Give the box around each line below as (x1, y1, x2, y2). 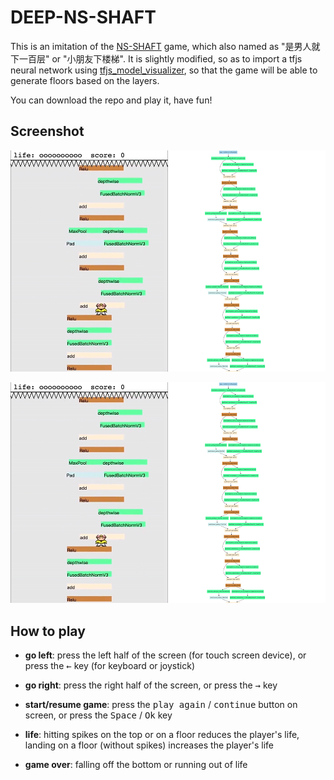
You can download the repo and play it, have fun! (10, 94, 213, 106)
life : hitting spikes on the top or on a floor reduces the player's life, (24, 729, 300, 741)
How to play (10, 622, 86, 640)
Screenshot (10, 123, 85, 140)
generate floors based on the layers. (10, 74, 160, 86)
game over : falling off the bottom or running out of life (24, 759, 248, 771)
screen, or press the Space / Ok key (24, 709, 173, 721)
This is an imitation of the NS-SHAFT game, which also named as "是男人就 (10, 40, 321, 52)
